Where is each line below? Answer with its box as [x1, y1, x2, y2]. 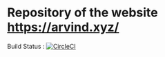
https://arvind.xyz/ [7, 19, 119, 35]
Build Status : [7, 42, 45, 50]
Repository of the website [7, 5, 158, 21]
